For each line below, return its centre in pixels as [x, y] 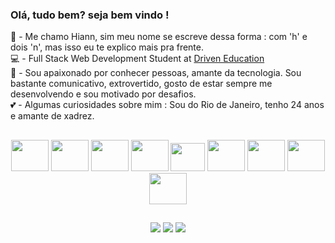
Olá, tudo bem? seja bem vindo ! [90, 15]
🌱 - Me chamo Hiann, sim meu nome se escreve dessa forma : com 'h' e [159, 37]
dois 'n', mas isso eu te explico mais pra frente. [107, 47]
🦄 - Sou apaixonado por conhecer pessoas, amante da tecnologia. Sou [156, 73]
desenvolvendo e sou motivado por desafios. [103, 94]
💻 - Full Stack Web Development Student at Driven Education [137, 59]
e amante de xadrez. [52, 116]
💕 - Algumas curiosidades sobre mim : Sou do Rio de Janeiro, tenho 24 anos [167, 105]
